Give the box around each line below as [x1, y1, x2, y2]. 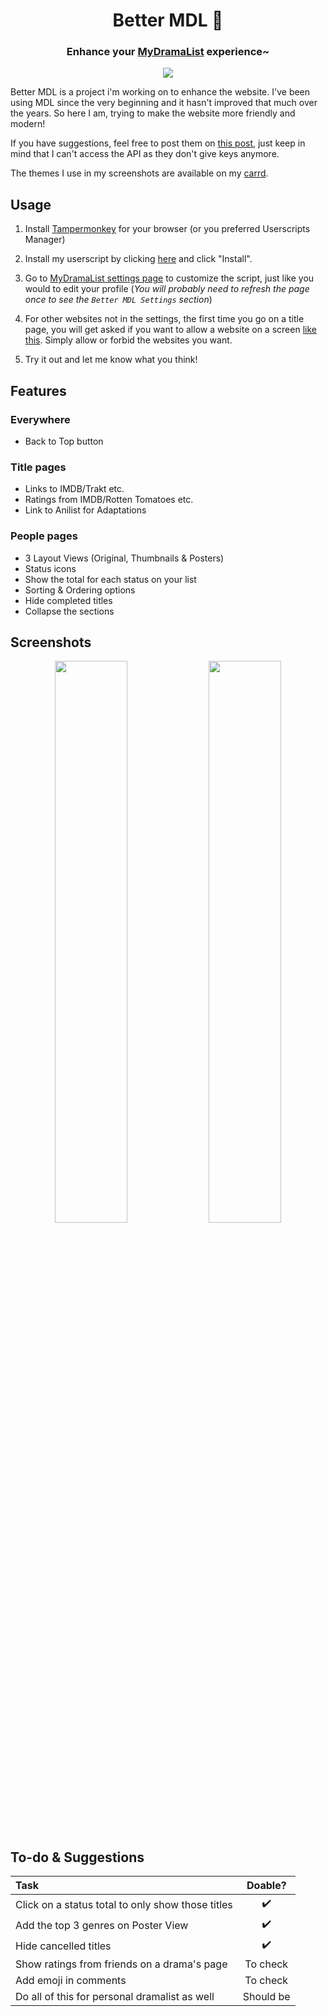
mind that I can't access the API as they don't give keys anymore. [10, 148, 280, 160]
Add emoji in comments [15, 1974, 127, 1988]
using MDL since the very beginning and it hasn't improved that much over [10, 97, 318, 109]
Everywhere [10, 412, 71, 426]
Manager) [24, 234, 66, 246]
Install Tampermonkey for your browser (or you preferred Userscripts [24, 223, 311, 235]
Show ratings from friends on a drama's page [15, 1957, 228, 1971]
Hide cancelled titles [15, 1939, 112, 1953]
